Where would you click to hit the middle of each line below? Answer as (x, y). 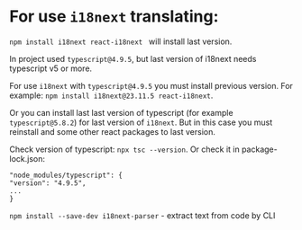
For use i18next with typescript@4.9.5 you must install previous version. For (151, 85)
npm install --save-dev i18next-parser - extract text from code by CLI (142, 215)
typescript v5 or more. (51, 68)
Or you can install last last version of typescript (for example (121, 112)
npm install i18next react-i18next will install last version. (121, 41)
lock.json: (27, 158)
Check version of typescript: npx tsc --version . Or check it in (125, 149)
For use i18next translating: (114, 17)
